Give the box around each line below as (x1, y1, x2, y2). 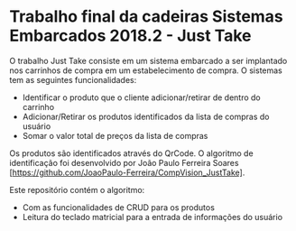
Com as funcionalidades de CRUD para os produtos (22, 201, 215, 213)
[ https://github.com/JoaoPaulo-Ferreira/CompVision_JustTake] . (9, 167, 245, 178)
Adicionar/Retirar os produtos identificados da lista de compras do (22, 111, 270, 122)
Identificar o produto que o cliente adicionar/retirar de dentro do (22, 92, 261, 103)
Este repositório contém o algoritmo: (9, 184, 145, 195)
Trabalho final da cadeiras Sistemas (9, 6, 284, 27)
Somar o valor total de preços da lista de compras (22, 130, 208, 141)
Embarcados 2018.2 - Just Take (9, 25, 252, 46)
